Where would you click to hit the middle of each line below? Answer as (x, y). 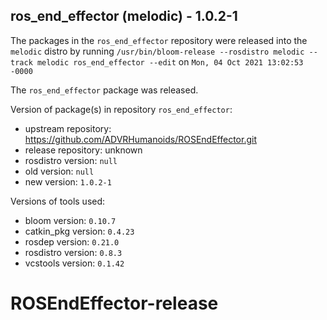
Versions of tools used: (58, 201)
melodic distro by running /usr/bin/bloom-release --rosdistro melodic (157, 51)
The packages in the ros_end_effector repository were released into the (159, 40)
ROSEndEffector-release (114, 303)
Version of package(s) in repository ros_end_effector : (121, 109)
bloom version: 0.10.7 (70, 220)
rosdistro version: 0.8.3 (73, 252)
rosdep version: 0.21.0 (72, 241)
